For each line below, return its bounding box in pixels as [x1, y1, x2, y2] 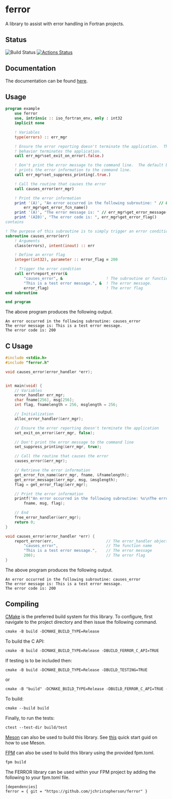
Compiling [5, 600, 39, 608]
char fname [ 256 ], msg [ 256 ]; [14, 397, 74, 403]
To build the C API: [5, 638, 45, 644]
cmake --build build [5, 705, 50, 711]
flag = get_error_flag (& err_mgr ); [14, 482, 88, 487]
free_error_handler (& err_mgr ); [14, 515, 81, 520]
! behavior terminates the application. [14, 148, 102, 154]
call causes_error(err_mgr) [14, 186, 74, 191]
